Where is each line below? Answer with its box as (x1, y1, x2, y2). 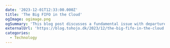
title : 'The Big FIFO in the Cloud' (5, 12, 82, 17)
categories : (5, 30, 30, 35)
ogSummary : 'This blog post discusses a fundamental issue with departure (5, 21, 166, 26)
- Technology (10, 35, 37, 40)
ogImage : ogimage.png (5, 16, 51, 21)
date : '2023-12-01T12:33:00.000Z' (5, 7, 78, 12)
